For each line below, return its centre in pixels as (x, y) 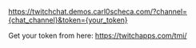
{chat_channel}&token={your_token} (68, 20)
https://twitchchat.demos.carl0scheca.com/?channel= (98, 12)
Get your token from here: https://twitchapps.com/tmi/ (98, 36)
